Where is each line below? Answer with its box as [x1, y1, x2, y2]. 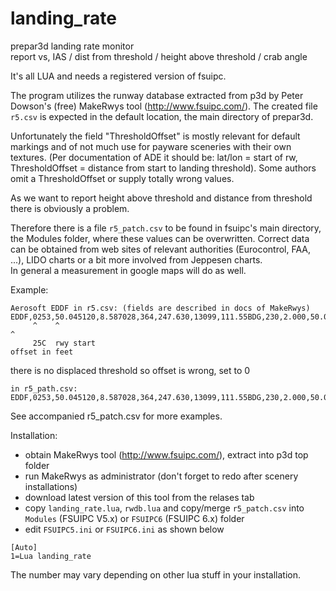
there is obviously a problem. [10, 202, 130, 214]
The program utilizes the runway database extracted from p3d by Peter [10, 89, 304, 101]
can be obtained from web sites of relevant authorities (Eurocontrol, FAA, [10, 243, 312, 255]
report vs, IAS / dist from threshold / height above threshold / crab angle [10, 50, 308, 62]
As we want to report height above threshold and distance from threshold [10, 192, 313, 204]
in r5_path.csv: [10, 383, 78, 394]
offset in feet [10, 347, 74, 357]
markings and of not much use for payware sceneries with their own [10, 140, 292, 152]
